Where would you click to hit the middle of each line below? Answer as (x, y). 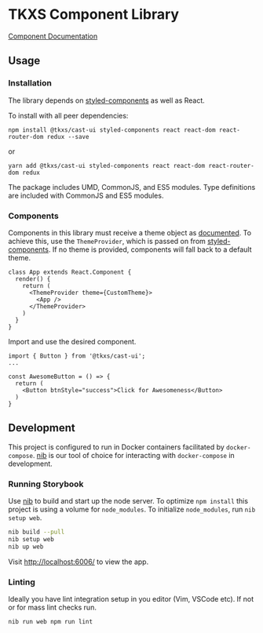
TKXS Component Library (93, 15)
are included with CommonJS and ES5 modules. (86, 195)
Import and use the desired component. (72, 341)
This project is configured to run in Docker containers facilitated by (117, 447)
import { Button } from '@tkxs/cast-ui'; (77, 356)
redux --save (68, 136)
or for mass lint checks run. (52, 607)
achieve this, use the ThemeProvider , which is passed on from (107, 241)
